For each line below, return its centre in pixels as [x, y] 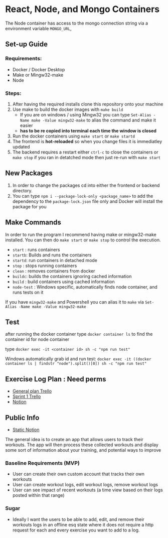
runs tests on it [28, 292]
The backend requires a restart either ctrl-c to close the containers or [85, 152]
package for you [29, 206]
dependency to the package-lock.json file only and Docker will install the [88, 201]
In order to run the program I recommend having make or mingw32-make [81, 234]
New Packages [29, 173]
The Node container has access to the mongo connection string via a [77, 23]
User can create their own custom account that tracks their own [78, 474]
